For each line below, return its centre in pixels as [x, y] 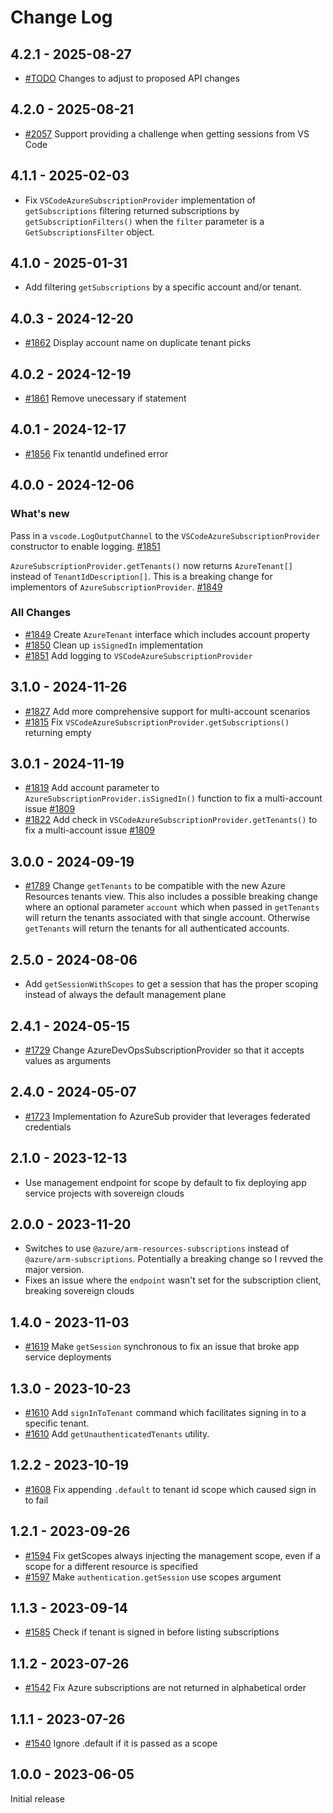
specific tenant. [57, 1423]
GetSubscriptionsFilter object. [89, 232]
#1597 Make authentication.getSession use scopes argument [153, 1577]
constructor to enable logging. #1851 [85, 546]
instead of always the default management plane [125, 995]
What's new [40, 514]
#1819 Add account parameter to [92, 788]
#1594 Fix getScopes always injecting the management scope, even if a [172, 1555]
